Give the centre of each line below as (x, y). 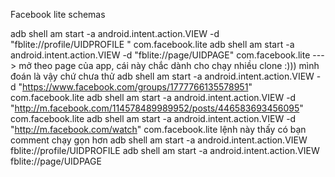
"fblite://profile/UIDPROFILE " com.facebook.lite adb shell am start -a (152, 44)
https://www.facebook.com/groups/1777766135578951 (135, 87)
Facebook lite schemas (58, 14)
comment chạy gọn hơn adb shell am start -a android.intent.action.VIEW (159, 140)
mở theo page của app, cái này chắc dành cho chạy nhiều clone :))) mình (169, 65)
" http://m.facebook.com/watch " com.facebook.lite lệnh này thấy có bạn (158, 129)
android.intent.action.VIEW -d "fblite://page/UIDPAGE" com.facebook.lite (160, 55)
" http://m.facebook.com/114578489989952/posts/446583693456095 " (157, 108)
